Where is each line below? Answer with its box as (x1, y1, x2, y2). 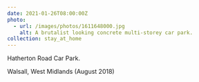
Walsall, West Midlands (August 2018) (7, 68, 115, 76)
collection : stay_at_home (7, 36, 82, 42)
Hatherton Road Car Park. (7, 54, 81, 62)
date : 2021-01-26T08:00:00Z (7, 10, 88, 17)
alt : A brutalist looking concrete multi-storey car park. (19, 29, 193, 36)
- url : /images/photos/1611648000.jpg (13, 23, 126, 29)
